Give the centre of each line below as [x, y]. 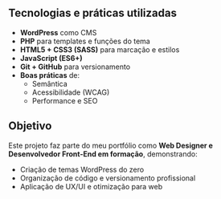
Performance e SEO [65, 100]
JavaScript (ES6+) [51, 58]
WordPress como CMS [58, 32]
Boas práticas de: [50, 75]
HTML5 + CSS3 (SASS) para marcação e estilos [100, 49]
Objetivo [30, 126]
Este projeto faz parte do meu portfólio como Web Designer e [110, 145]
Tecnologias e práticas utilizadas [92, 13]
